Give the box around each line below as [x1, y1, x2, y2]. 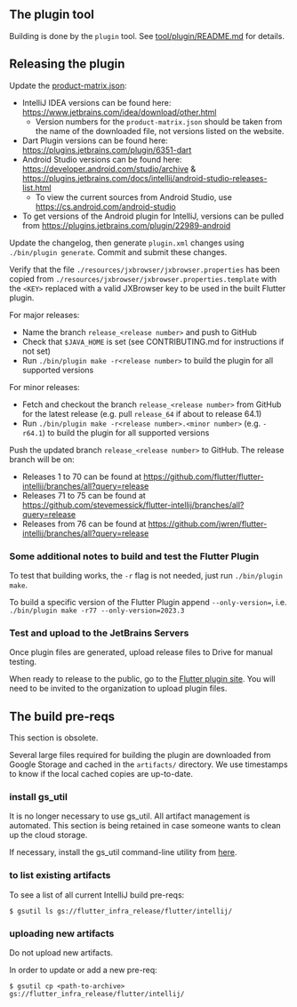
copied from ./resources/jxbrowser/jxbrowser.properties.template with [9, 273, 277, 284]
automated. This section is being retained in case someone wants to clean [9, 820, 282, 831]
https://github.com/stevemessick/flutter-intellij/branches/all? [21, 500, 245, 510]
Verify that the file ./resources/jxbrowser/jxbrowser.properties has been [9, 264, 280, 275]
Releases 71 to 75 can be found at [21, 490, 147, 500]
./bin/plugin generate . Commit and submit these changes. [9, 246, 228, 257]
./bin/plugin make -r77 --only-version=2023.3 [9, 606, 185, 615]
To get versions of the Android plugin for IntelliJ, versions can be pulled [21, 211, 285, 221]
